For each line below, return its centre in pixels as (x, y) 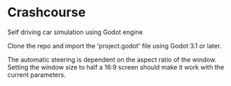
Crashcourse (47, 12)
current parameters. (37, 75)
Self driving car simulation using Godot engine (75, 32)
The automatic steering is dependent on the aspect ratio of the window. (112, 59)
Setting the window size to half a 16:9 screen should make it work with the (116, 67)
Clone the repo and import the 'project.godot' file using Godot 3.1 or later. (114, 45)
